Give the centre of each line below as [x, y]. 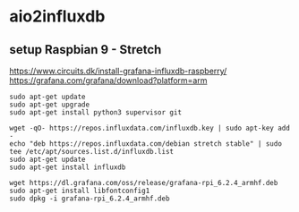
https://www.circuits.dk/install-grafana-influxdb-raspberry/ [118, 71]
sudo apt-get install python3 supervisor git [95, 113]
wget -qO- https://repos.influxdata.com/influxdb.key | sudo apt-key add [150, 128]
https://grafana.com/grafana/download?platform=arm [108, 81]
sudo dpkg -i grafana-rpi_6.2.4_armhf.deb [90, 199]
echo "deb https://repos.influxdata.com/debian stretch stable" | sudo [145, 144]
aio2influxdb [57, 17]
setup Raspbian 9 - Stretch [85, 50]
